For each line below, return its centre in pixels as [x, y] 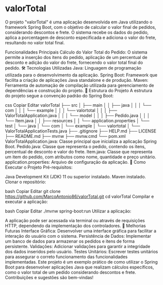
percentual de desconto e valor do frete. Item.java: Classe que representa [79, 152]
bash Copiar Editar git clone [33, 191]
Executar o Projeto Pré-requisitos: [39, 167]
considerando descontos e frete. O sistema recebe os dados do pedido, [77, 32]
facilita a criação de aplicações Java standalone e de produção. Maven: [77, 80]
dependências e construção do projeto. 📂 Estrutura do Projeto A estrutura [79, 90]
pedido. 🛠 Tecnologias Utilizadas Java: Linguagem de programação [73, 68]
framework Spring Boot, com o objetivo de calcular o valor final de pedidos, [81, 27]
